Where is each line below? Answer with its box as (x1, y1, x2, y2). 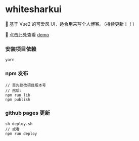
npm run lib (5, 92, 30, 98)
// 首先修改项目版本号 (5, 82, 47, 88)
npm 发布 (5, 70, 29, 77)
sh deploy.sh (5, 121, 33, 126)
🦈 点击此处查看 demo (5, 31, 50, 37)
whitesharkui (5, 4, 62, 15)
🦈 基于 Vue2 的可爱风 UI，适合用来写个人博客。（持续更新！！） (5, 21, 137, 27)
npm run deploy (5, 131, 37, 136)
